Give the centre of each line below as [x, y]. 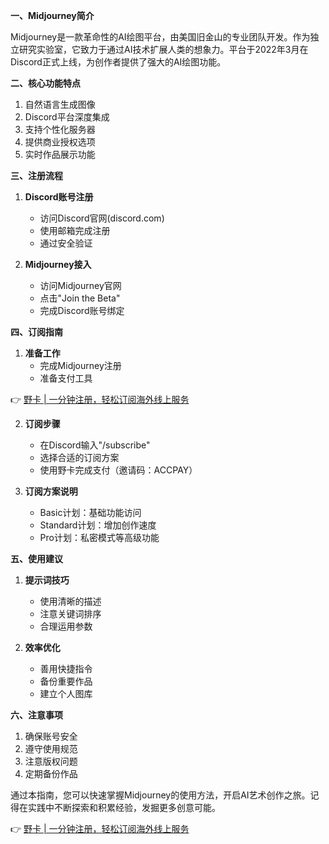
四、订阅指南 [36, 332]
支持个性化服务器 [60, 129]
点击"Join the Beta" [80, 298]
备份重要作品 [66, 681]
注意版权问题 [51, 761]
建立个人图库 [66, 693]
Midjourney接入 [58, 264]
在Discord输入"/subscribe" [95, 445]
